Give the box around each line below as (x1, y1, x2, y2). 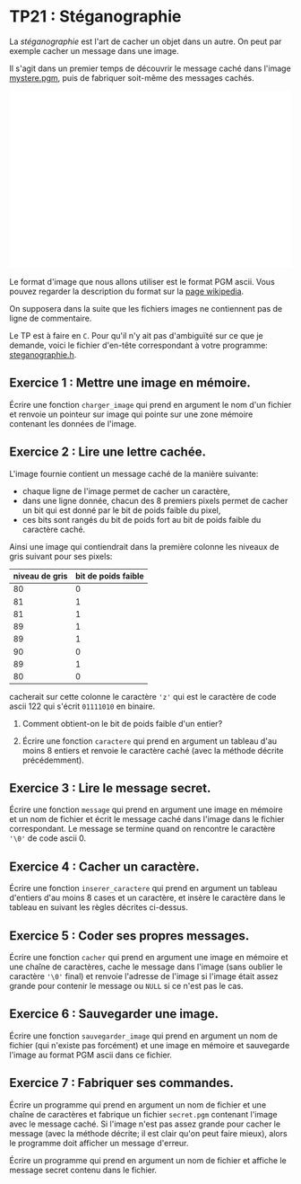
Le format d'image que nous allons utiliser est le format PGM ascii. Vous (9, 276, 275, 287)
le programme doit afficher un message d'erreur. (9, 1137, 189, 1148)
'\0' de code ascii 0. (9, 833, 87, 844)
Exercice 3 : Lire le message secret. (9, 780, 211, 796)
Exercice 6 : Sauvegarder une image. (9, 1006, 219, 1021)
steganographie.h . (9, 349, 77, 360)
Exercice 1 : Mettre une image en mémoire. (9, 376, 251, 391)
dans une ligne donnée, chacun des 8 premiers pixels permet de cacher (21, 495, 288, 506)
